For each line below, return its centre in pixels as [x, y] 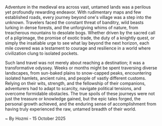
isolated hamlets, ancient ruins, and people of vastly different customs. [76, 78]
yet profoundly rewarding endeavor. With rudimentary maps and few [73, 12]
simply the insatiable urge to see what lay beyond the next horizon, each [77, 43]
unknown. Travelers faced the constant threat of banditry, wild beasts [74, 22]
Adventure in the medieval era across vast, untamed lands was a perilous [78, 7]
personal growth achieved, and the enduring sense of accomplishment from [81, 104]
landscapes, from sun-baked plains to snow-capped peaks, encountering [78, 73]
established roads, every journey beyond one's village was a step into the [78, 17]
